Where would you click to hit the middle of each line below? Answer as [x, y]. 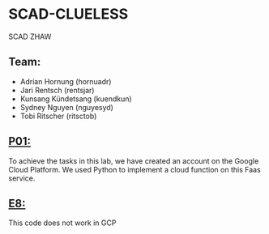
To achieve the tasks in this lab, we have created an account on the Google [134, 161]
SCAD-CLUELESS [68, 14]
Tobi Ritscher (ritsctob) [58, 116]
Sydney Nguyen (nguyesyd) [66, 107]
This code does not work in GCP [62, 223]
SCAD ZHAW [30, 36]
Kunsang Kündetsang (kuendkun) [76, 99]
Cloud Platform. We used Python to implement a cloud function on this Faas [134, 169]
